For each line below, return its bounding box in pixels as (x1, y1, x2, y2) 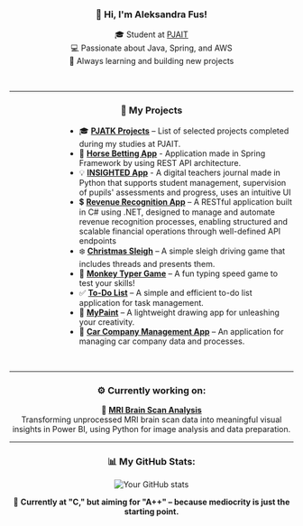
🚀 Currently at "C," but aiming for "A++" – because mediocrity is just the (13, 496, 290, 508)
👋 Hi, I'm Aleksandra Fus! (96, 8, 207, 21)
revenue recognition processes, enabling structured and (78, 216, 289, 226)
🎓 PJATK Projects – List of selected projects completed (78, 125, 289, 136)
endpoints (78, 235, 117, 246)
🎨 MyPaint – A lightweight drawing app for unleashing (78, 307, 280, 318)
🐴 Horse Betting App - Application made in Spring (78, 148, 266, 159)
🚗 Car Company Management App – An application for (78, 326, 284, 337)
